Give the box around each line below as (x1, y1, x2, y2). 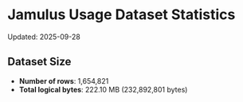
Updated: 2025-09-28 (7, 32, 80, 41)
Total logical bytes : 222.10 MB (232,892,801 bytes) (18, 84, 188, 94)
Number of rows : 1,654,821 (18, 76, 109, 85)
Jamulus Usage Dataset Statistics (7, 6, 236, 24)
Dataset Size (7, 55, 72, 69)
